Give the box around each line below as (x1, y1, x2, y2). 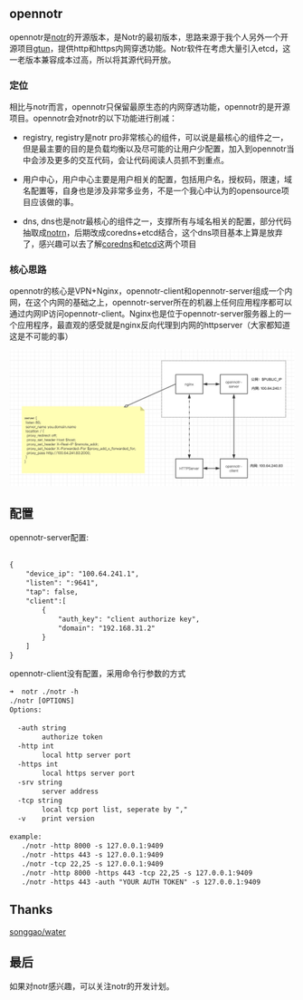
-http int (17, 742, 54, 751)
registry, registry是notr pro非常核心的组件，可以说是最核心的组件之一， (22, 132, 289, 143)
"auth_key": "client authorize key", (57, 615, 201, 624)
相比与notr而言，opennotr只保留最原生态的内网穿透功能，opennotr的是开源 (9, 102, 291, 112)
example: (9, 832, 43, 841)
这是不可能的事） (9, 331, 73, 342)
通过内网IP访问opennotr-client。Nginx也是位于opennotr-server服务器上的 (9, 308, 284, 319)
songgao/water (9, 926, 66, 937)
